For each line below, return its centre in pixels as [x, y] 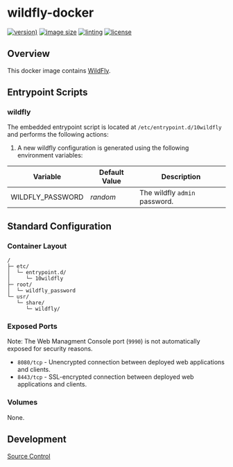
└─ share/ [31, 303]
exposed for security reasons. [50, 349]
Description [181, 177]
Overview [29, 54]
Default [112, 173]
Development [37, 440]
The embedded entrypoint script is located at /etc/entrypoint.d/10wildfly [114, 127]
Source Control [29, 456]
